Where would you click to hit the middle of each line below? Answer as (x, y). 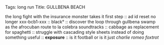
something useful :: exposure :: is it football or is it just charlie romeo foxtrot (82, 37)
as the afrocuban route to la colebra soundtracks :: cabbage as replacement (82, 27)
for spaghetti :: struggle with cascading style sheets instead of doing (75, 32)
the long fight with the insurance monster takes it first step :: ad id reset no (81, 16)
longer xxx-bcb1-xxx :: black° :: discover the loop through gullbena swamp (80, 22)
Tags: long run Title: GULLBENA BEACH (45, 7)
